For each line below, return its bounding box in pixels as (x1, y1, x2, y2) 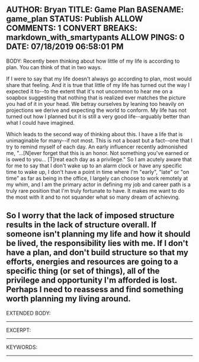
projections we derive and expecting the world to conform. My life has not (6, 106, 187, 114)
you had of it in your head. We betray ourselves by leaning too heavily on (6, 100, 185, 107)
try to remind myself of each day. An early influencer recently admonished (6, 143, 188, 150)
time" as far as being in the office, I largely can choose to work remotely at (6, 174, 188, 182)
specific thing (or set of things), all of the (6, 266, 160, 276)
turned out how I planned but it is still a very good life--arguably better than (6, 112, 191, 120)
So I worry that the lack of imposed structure (6, 211, 175, 221)
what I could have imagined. (6, 119, 75, 126)
